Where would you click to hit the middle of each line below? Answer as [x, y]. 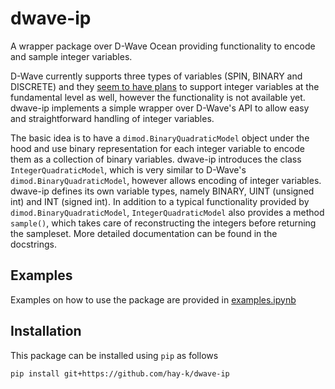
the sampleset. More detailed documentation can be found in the [144, 233]
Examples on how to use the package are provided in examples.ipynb [153, 299]
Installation [46, 331]
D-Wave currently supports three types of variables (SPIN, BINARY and [156, 76]
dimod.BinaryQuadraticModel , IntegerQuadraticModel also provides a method [167, 212]
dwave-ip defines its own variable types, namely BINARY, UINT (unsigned [162, 191]
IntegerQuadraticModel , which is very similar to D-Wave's [128, 169]
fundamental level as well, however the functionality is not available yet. [158, 97]
